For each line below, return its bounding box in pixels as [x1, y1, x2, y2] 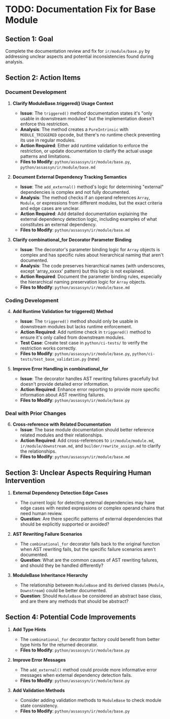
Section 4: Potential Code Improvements [5, 613, 136, 622]
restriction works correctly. [20, 345, 77, 351]
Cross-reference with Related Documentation [12, 421, 111, 427]
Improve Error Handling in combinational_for [12, 365, 109, 371]
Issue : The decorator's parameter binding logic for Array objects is [20, 246, 160, 252]
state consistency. [20, 702, 58, 708]
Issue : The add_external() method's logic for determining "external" [20, 184, 164, 190]
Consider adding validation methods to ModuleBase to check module [20, 697, 161, 703]
